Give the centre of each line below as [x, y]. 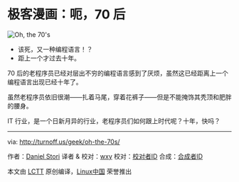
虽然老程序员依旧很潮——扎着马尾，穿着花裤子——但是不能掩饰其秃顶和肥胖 [119, 97]
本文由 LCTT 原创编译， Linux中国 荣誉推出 [70, 171]
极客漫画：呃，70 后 [67, 15]
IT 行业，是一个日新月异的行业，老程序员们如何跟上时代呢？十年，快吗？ [114, 120]
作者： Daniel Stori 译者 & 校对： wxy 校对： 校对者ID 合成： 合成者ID [105, 156]
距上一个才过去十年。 [49, 58]
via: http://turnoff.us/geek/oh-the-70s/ [64, 142]
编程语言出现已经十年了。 [45, 81]
